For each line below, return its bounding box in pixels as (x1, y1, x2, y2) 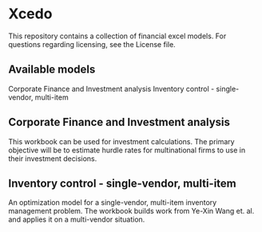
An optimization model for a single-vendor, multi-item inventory (8, 198, 217, 207)
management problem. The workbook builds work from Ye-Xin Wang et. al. (8, 206, 255, 216)
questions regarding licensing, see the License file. (8, 39, 176, 49)
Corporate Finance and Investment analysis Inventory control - (8, 84, 215, 93)
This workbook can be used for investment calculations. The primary (8, 136, 235, 146)
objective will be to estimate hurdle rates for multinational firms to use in (8, 145, 246, 155)
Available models (8, 63, 96, 77)
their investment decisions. (8, 153, 97, 163)
